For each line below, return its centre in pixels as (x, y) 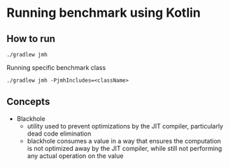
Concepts (28, 102)
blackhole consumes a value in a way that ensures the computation (124, 140)
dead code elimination (59, 133)
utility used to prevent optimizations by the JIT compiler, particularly (125, 126)
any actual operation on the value (75, 156)
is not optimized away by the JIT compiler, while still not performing (124, 148)
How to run (31, 39)
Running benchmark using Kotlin (103, 13)
